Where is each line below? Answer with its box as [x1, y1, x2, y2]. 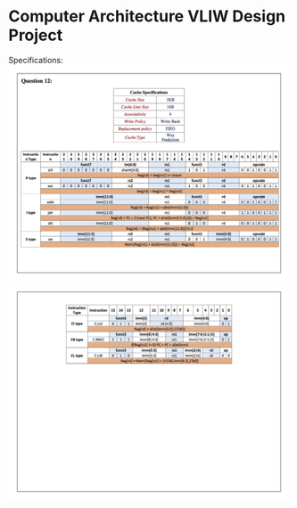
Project [8, 25, 63, 45]
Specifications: [8, 54, 63, 65]
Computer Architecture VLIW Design [8, 6, 286, 27]
